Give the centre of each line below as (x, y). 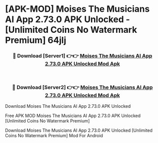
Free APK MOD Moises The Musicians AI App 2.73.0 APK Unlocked (73, 116)
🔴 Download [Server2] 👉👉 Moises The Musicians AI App (82, 88)
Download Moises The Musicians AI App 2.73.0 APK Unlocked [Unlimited (79, 130)
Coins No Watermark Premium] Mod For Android (54, 135)
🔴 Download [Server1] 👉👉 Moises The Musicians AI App (82, 56)
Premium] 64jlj (36, 40)
